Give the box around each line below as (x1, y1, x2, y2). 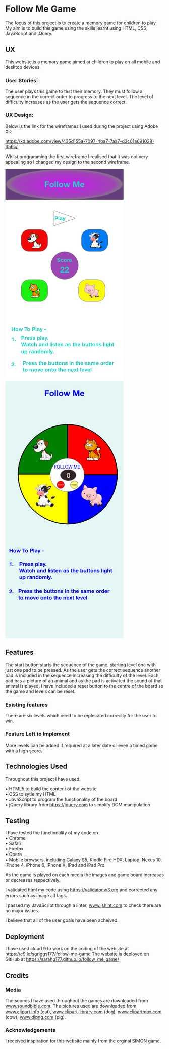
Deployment (5, 932, 45, 941)
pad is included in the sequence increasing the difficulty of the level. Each (5, 672, 159, 679)
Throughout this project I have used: (5, 775, 81, 782)
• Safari (5, 840, 22, 846)
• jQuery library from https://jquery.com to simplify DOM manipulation (5, 801, 150, 808)
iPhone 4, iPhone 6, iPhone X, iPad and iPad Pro (5, 862, 105, 868)
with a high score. (5, 748, 42, 754)
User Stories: (5, 76, 38, 84)
